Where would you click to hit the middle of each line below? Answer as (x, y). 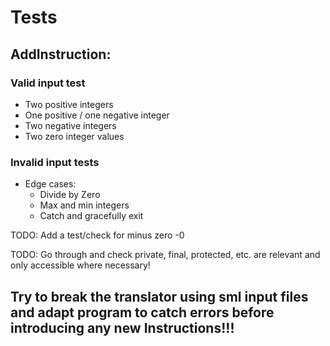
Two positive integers (69, 104)
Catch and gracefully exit (91, 216)
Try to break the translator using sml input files (159, 296)
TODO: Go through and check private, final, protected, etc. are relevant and (165, 255)
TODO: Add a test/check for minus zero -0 (97, 235)
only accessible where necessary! (80, 265)
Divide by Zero (70, 195)
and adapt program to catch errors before (142, 312)
